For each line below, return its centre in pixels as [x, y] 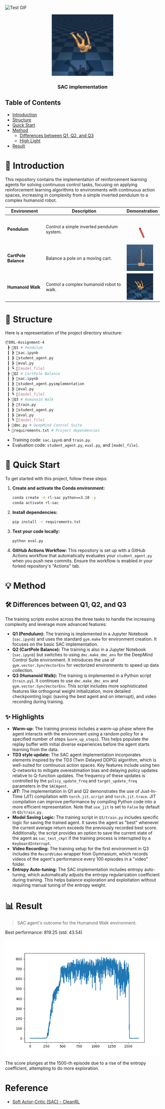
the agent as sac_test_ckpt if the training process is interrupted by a [81, 838]
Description [84, 211]
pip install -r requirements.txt [46, 522]
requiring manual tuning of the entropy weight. [59, 885]
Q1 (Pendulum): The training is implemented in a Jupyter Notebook [80, 634]
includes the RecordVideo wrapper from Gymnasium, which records [80, 854]
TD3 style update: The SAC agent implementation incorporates [76, 755]
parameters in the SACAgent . [40, 786]
